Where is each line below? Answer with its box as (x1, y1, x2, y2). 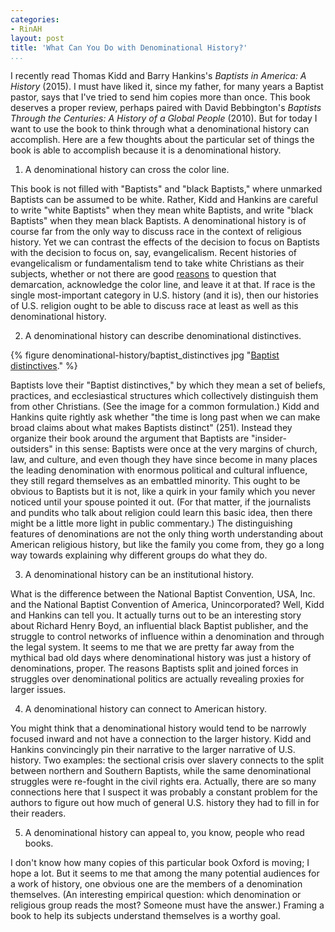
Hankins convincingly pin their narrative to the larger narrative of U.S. (10, 744, 296, 756)
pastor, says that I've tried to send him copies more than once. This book (10, 91, 311, 103)
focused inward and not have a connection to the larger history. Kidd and (10, 733, 312, 745)
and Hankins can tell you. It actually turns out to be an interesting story (10, 609, 302, 621)
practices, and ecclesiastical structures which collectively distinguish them (10, 390, 319, 402)
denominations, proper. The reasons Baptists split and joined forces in (10, 662, 299, 675)
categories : (10, 14, 60, 25)
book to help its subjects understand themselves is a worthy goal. (10, 910, 281, 922)
